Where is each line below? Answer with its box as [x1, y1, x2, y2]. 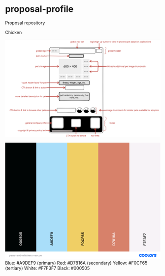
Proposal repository [5, 20, 45, 26]
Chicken [5, 29, 22, 35]
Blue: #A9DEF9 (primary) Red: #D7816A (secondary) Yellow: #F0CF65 [5, 260, 148, 266]
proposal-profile [5, 3, 74, 15]
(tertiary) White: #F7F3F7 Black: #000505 [5, 265, 90, 271]
